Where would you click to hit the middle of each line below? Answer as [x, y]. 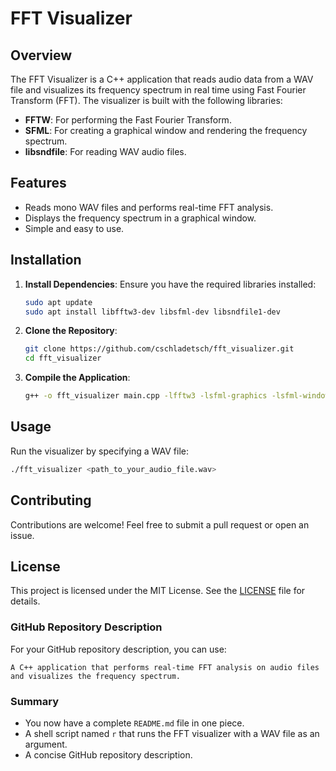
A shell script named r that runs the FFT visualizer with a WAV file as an [172, 733]
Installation [46, 260]
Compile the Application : [77, 378]
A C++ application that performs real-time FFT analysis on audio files [165, 667]
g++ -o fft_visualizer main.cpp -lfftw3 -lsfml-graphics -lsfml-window [177, 396]
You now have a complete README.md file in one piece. [134, 723]
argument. [46, 744]
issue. [22, 535]
